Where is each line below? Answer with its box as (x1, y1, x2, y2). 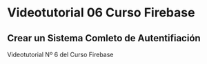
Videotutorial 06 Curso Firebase (7, 5, 195, 21)
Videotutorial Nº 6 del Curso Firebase (7, 50, 114, 58)
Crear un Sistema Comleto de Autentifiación (7, 32, 201, 44)
